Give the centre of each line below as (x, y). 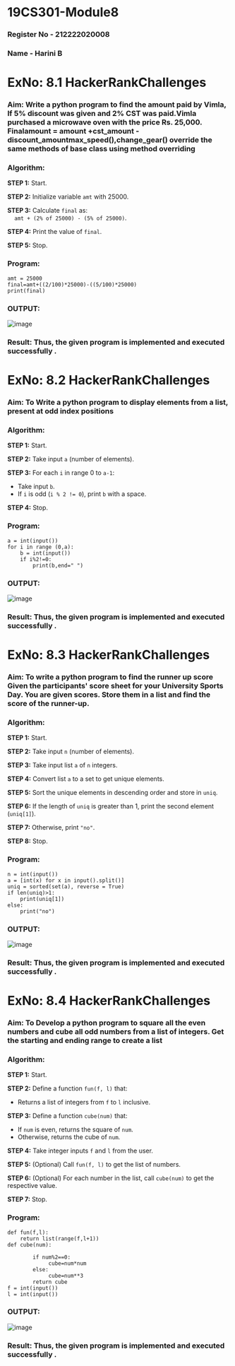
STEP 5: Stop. (28, 245)
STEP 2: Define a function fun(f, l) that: (67, 1088)
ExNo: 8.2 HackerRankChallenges (109, 381)
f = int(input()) (33, 1288)
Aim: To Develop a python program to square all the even (107, 1023)
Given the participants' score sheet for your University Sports (115, 685)
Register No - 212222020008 (59, 35)
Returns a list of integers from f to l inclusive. (84, 1102)
